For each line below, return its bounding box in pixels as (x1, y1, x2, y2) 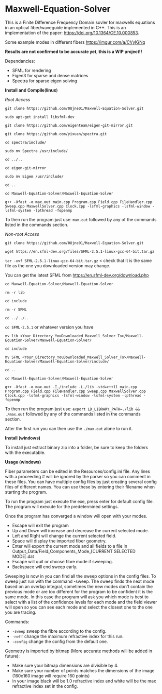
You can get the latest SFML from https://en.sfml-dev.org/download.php (5, 272, 149, 278)
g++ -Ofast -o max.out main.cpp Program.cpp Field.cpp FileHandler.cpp (5, 199, 152, 205)
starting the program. (5, 489, 47, 495)
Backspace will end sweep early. (12, 564, 77, 570)
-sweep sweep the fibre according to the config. (12, 628, 106, 634)
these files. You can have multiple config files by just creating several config (5, 479, 157, 485)
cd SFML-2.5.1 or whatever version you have (5, 324, 93, 330)
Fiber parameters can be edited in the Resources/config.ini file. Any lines (5, 468, 150, 474)
